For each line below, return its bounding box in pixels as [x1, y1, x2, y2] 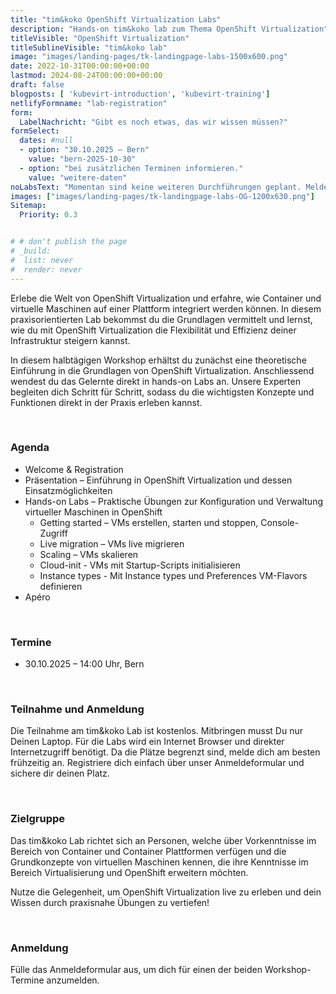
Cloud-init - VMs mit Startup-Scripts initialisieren [39, 559, 241, 571]
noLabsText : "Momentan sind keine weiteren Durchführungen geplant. [10, 182, 302, 192]
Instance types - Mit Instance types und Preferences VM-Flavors [39, 569, 308, 581]
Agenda [10, 441, 50, 455]
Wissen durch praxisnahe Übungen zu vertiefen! [10, 896, 210, 908]
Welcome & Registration [24, 463, 124, 475]
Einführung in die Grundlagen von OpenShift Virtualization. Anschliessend [10, 364, 315, 376]
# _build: [10, 246, 52, 256]
